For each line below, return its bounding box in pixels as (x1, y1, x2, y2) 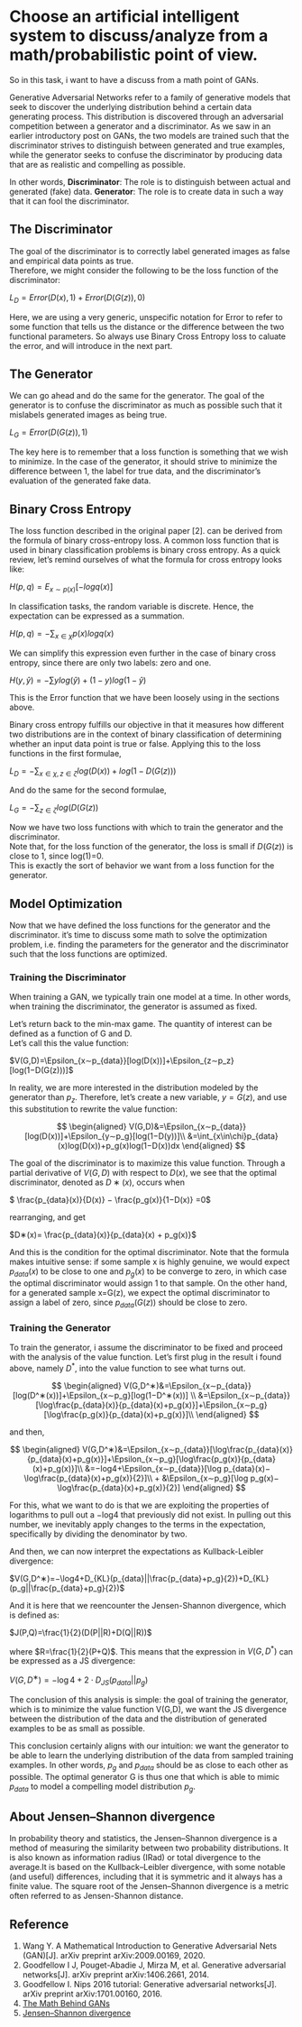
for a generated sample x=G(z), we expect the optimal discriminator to (9, 1287, 270, 1298)
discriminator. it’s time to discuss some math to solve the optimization (9, 929, 268, 940)
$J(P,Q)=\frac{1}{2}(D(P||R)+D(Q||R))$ (9, 1627, 152, 1637)
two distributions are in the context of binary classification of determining (9, 729, 282, 739)
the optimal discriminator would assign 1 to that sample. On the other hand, (9, 1278, 288, 1289)
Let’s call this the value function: (9, 1038, 129, 1049)
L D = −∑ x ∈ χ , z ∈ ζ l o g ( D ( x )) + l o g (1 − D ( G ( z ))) (9, 765, 177, 778)
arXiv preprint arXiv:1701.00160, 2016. (22, 1988, 162, 1999)
